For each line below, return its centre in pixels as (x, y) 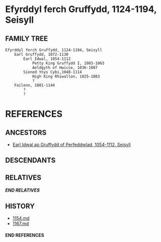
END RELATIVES (23, 190)
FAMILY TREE (27, 38)
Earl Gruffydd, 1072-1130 (42, 54)
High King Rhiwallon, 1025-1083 (66, 76)
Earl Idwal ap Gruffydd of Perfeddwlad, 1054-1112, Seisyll (71, 145)
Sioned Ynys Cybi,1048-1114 (53, 72)
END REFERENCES (25, 235)
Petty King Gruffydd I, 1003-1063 (68, 63)
